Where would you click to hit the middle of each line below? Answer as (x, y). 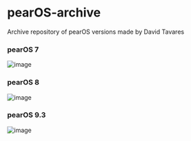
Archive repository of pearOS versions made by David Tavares (96, 32)
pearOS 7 (23, 50)
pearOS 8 (23, 83)
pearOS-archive (54, 13)
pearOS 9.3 (27, 115)
